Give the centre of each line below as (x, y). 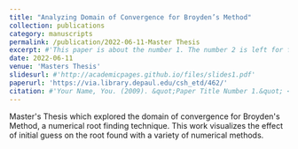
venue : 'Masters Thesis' (55, 67)
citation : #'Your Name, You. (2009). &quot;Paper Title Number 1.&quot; (146, 91)
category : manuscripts (51, 34)
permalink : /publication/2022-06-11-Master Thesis (105, 42)
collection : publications (57, 26)
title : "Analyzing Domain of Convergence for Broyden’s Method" (130, 17)
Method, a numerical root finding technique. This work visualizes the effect (146, 125)
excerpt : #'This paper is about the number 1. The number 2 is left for (146, 50)
